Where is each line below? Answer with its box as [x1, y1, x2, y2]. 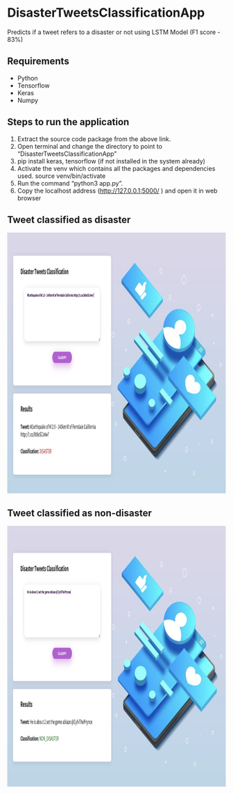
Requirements [7, 56, 69, 67]
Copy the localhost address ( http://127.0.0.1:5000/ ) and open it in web [17, 186, 218, 195]
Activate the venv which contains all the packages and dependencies [17, 164, 216, 172]
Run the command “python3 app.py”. [17, 179, 123, 187]
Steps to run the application [7, 116, 130, 128]
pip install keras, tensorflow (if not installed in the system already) [17, 156, 206, 165]
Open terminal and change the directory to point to [17, 142, 163, 150]
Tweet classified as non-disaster [7, 507, 153, 519]
